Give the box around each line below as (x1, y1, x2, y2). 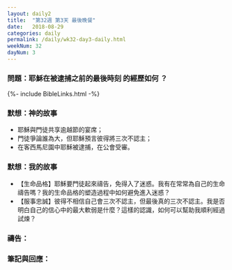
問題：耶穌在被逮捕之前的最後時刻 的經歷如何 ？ (7, 73, 168, 83)
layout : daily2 (7, 10, 52, 17)
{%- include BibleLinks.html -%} (7, 90, 100, 98)
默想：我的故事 (7, 162, 58, 172)
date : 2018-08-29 (7, 23, 64, 30)
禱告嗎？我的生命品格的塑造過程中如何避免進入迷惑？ (17, 188, 171, 196)
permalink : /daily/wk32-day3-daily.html (7, 36, 127, 43)
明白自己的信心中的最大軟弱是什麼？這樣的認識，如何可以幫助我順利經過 (17, 205, 225, 213)
